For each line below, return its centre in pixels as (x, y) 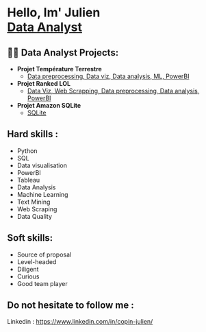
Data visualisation (42, 165)
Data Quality (35, 216)
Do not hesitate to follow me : (71, 306)
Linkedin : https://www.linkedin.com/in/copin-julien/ (80, 322)
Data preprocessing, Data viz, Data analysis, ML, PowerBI (108, 76)
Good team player (42, 283)
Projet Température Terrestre (60, 69)
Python (27, 151)
